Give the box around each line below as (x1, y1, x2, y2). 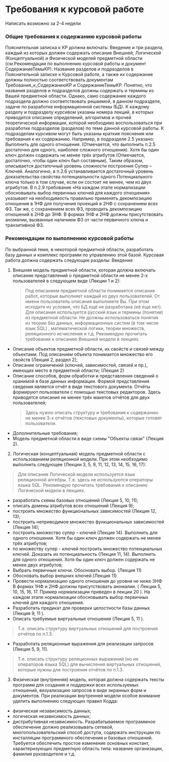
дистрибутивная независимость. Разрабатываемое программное (12, 718, 155, 725)
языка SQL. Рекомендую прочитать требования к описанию (17, 482, 148, 488)
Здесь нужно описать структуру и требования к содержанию (25, 409, 159, 415)
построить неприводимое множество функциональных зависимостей (12, 518, 164, 525)
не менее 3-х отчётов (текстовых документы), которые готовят (25, 414, 162, 421)
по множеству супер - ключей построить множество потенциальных (12, 546, 162, 552)
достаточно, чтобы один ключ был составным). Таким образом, (5, 158, 144, 164)
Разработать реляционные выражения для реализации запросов (12, 640, 154, 646)
